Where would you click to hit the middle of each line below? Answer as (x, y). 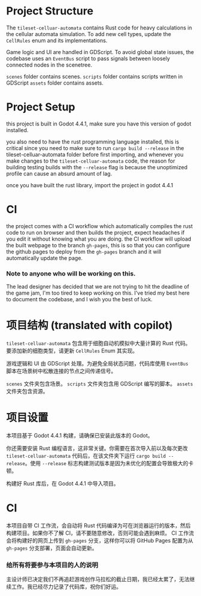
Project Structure (50, 11)
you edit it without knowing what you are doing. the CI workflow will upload (99, 239)
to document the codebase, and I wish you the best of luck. (79, 300)
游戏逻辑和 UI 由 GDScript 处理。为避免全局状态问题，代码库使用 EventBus (97, 364)
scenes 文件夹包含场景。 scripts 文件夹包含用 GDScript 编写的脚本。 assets (100, 384)
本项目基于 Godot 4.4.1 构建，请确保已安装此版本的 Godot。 (80, 435)
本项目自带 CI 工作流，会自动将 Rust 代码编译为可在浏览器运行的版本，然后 (98, 525)
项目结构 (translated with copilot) (89, 326)
